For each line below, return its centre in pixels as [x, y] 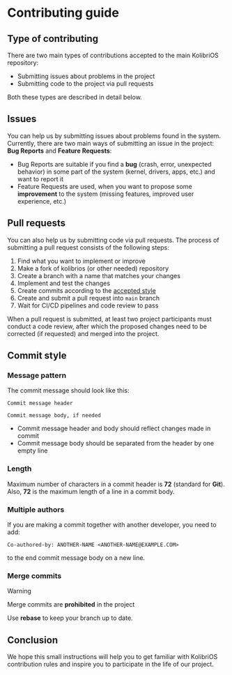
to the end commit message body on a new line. [76, 558]
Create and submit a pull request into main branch [88, 298]
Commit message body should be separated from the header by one [116, 443]
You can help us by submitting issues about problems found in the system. [114, 136]
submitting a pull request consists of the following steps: [88, 247]
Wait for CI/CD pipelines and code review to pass [88, 305]
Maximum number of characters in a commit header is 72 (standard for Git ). [116, 484]
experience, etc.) [42, 201]
